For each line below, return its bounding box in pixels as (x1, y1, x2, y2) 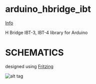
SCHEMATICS (5, 47, 64, 58)
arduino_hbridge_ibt (5, 3, 91, 15)
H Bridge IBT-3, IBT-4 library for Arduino (5, 29, 88, 35)
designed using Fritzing (5, 63, 54, 69)
